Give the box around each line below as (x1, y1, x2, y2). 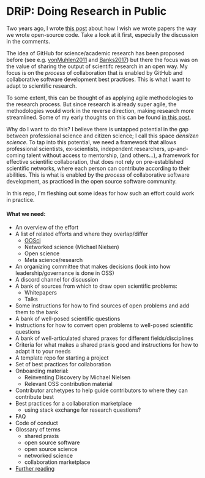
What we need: (6, 210, 46, 217)
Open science (24, 250, 60, 257)
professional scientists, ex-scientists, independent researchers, (6, 145, 166, 152)
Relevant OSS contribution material (24, 380, 113, 388)
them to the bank (15, 309, 59, 316)
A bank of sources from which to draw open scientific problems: (15, 282, 177, 290)
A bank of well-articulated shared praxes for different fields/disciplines (15, 334, 194, 342)
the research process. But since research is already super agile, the (6, 100, 177, 108)
